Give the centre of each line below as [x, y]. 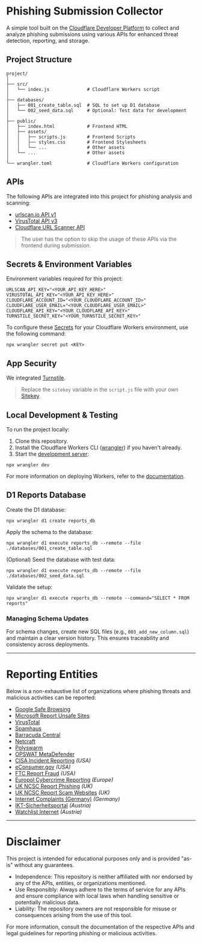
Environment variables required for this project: [65, 279]
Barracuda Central [38, 735]
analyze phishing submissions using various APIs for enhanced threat [92, 34]
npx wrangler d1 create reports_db [51, 521]
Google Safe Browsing [43, 710]
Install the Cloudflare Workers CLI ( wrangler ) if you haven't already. [98, 447]
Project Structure [39, 59]
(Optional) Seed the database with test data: [61, 559]
